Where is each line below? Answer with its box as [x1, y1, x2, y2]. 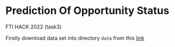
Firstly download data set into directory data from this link [5, 34, 145, 41]
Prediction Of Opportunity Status [5, 4, 170, 17]
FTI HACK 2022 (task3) [5, 23, 62, 30]
